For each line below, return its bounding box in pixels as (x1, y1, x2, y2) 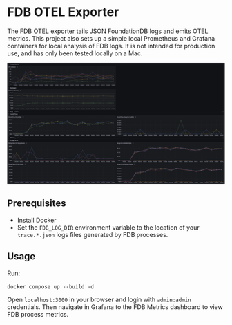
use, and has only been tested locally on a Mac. (7, 49, 143, 57)
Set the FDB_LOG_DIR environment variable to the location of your (17, 223, 200, 232)
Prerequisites (7, 198, 66, 210)
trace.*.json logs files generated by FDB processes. (17, 230, 168, 239)
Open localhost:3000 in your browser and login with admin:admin (7, 295, 191, 304)
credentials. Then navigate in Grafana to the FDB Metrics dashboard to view (7, 302, 223, 311)
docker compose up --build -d (7, 283, 95, 290)
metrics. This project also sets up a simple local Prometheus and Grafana (7, 34, 215, 42)
